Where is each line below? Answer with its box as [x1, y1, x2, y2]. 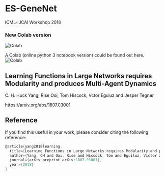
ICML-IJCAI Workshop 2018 [5, 19, 61, 25]
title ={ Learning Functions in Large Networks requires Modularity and [9, 148, 157, 153]
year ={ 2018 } [9, 162, 34, 167]
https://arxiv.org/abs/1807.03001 [5, 102, 71, 108]
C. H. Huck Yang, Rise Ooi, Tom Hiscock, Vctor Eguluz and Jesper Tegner [5, 92, 154, 98]
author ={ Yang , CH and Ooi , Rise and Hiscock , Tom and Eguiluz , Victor [9, 153, 157, 158]
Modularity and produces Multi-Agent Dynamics [5, 79, 157, 88]
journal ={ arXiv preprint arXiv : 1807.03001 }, [9, 158, 102, 163]
